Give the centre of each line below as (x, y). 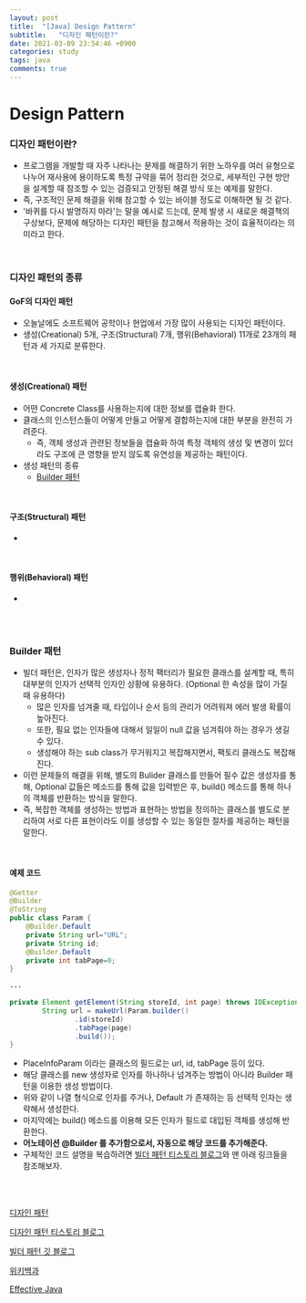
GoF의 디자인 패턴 (41, 301)
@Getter (24, 892)
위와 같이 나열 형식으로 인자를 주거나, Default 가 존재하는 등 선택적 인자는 (153, 1098)
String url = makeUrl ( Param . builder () (116, 1011)
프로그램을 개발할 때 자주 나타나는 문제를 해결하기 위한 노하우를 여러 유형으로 (159, 166)
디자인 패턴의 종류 (46, 277)
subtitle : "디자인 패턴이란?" (64, 35)
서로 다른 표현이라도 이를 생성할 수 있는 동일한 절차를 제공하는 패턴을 (168, 821)
